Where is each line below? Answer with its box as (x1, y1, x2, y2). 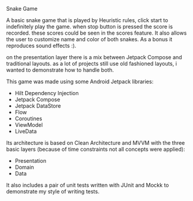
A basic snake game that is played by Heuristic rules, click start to (6, 17, 169, 23)
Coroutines (14, 115, 42, 122)
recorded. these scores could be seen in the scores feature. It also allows (6, 29, 187, 36)
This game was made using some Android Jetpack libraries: (6, 78, 154, 85)
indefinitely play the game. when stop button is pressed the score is (6, 23, 173, 30)
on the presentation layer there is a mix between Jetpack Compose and (6, 54, 182, 60)
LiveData (14, 128, 37, 135)
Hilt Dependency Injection (14, 90, 79, 96)
